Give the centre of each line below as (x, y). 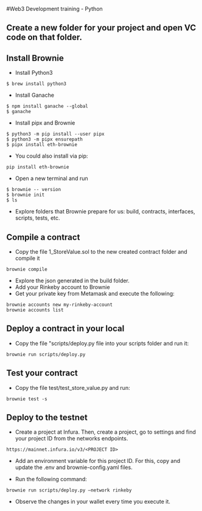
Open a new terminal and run (51, 178)
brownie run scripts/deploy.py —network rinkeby (69, 490)
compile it (27, 259)
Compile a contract (43, 237)
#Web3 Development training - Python (55, 9)
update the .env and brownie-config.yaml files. (74, 467)
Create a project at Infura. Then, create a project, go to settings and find (106, 432)
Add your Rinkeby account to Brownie (63, 287)
